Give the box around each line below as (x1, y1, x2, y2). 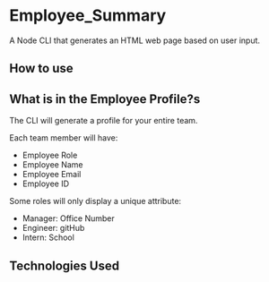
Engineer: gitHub (22, 223, 85, 234)
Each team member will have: (9, 132, 118, 143)
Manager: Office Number (22, 213, 115, 224)
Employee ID (22, 178, 70, 189)
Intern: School (22, 232, 74, 243)
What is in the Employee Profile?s (9, 91, 201, 107)
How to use (9, 61, 74, 76)
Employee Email (22, 169, 82, 180)
